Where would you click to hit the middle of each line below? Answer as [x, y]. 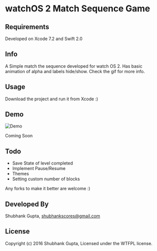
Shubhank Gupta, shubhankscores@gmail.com [53, 216]
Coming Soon [19, 136]
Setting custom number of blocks [46, 179]
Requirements [27, 27]
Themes [21, 174]
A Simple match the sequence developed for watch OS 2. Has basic [74, 66]
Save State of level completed [43, 163]
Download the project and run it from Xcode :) [52, 99]
